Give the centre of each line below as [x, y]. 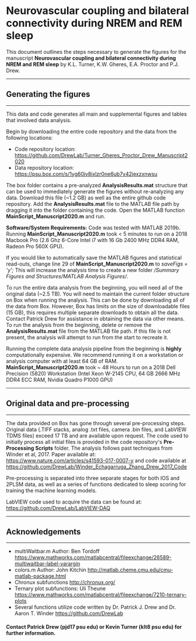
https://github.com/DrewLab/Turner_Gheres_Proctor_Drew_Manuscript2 [101, 155]
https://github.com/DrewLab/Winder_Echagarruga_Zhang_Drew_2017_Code [97, 467]
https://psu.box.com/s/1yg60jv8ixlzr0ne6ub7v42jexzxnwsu [86, 174]
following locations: [29, 137]
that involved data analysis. [39, 120]
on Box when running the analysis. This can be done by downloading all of [95, 300]
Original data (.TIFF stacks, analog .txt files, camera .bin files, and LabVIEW [96, 429]
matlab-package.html [40, 576]
